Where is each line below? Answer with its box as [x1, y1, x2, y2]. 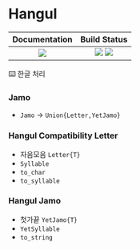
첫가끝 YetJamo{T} [19, 214, 78, 224]
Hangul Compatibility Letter [8, 130, 118, 141]
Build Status [80, 34, 128, 45]
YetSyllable [19, 225, 60, 233]
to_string [19, 233, 54, 241]
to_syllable [19, 177, 60, 185]
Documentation [12, 34, 74, 45]
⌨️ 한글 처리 [8, 69, 46, 79]
